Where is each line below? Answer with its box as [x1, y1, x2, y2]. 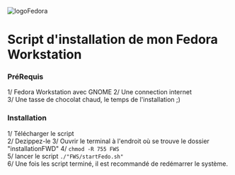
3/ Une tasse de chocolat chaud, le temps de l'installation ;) [7, 96, 180, 104]
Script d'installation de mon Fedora [7, 32, 218, 47]
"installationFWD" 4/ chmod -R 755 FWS [7, 144, 120, 152]
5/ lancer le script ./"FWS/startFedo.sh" [7, 152, 124, 160]
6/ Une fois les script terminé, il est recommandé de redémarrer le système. [7, 159, 229, 168]
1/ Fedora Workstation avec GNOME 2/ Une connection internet [7, 88, 193, 96]
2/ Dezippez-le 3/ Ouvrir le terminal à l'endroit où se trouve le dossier [7, 137, 210, 145]
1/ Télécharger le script [7, 129, 74, 137]
